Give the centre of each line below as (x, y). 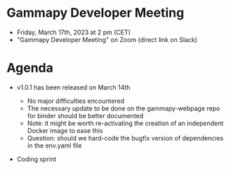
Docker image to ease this (65, 130)
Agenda (30, 68)
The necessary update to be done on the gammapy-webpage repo (124, 108)
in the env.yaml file (54, 146)
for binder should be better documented (85, 115)
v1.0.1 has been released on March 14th (73, 87)
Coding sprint (37, 159)
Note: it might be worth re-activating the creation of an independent (125, 123)
